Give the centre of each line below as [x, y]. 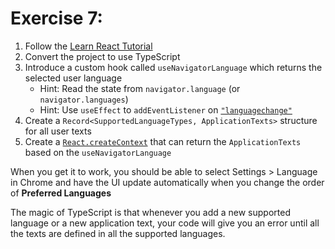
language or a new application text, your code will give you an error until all [165, 223]
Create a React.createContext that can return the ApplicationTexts [163, 141]
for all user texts [58, 131]
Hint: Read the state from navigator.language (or [140, 88]
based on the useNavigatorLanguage [98, 152]
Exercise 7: [56, 18]
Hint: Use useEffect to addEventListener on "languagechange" [166, 109]
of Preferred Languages [61, 193]
